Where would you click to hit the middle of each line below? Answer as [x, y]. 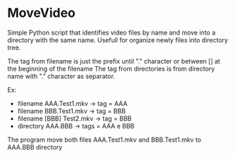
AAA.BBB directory [35, 147]
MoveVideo [41, 13]
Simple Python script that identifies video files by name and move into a [112, 32]
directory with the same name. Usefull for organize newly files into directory [117, 39]
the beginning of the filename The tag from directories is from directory [111, 68]
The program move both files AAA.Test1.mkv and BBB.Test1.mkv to [104, 140]
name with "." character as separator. [61, 76]
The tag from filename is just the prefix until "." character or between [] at [114, 61]
